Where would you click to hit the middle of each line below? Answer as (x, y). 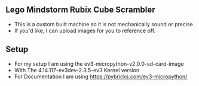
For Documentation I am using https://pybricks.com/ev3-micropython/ (101, 76)
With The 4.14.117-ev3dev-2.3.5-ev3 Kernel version (77, 70)
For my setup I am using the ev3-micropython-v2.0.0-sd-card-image (99, 64)
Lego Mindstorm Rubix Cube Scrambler (81, 10)
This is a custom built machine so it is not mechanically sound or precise (104, 24)
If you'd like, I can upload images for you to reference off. (85, 30)
